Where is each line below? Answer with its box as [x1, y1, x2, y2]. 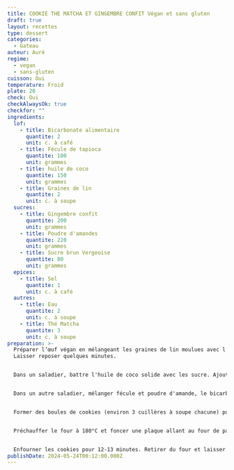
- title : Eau [19, 301, 58, 308]
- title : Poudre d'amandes [19, 230, 98, 237]
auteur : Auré [7, 49, 45, 56]
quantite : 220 [25, 236, 68, 243]
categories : [7, 36, 42, 43]
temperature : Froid [7, 81, 64, 88]
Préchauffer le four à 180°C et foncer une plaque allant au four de [13, 427, 219, 435]
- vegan [13, 62, 36, 69]
